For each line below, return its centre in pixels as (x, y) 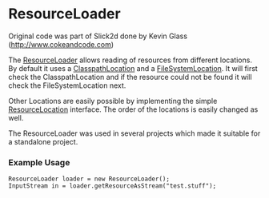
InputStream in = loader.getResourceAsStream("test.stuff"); (112, 186)
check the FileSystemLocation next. (67, 85)
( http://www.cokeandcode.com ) (61, 44)
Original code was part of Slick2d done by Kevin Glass (98, 36)
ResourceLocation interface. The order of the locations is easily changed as (133, 109)
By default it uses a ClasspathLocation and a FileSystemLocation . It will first (133, 68)
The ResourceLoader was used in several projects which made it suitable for (134, 133)
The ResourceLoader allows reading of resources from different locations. (130, 60)
